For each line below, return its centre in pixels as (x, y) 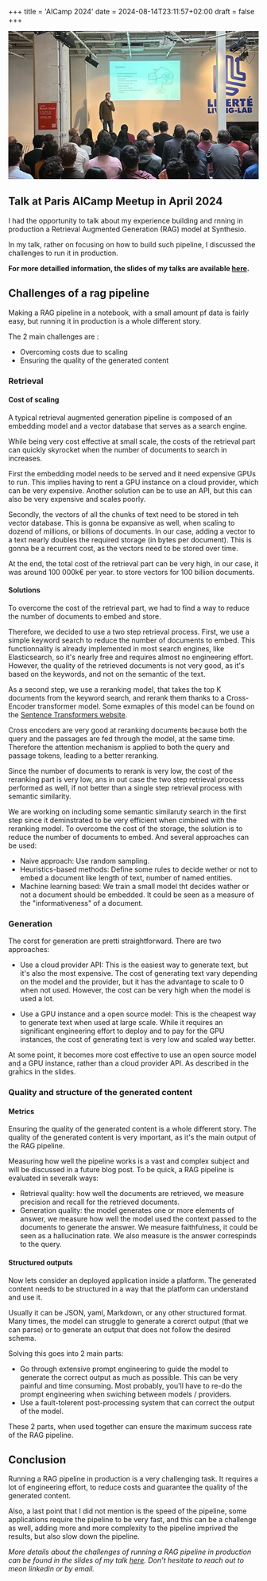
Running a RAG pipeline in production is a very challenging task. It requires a (133, 1479)
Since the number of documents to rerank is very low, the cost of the (121, 771)
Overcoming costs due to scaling (74, 352)
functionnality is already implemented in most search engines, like (116, 648)
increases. (25, 458)
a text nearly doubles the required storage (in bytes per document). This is (130, 539)
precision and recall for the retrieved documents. (100, 1202)
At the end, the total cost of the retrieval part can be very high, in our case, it (133, 563)
